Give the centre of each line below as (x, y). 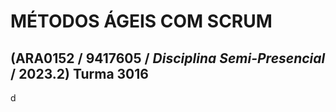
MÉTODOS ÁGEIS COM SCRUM (141, 21)
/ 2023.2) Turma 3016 (79, 73)
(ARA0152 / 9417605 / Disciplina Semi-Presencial (168, 58)
